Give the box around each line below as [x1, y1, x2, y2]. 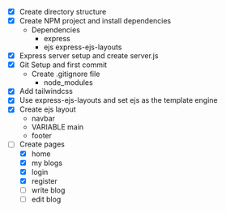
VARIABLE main [31, 122, 84, 132]
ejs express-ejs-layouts [43, 42, 122, 52]
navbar [31, 113, 56, 124]
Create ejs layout [19, 104, 76, 114]
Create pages [19, 139, 66, 149]
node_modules [43, 78, 94, 87]
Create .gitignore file [31, 69, 100, 79]
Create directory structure [19, 7, 107, 16]
